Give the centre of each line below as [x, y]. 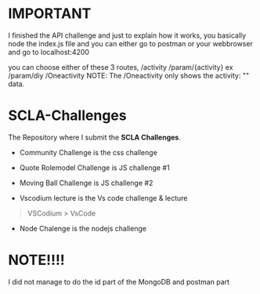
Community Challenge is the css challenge [88, 152]
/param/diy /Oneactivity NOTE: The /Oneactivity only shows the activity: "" [128, 75]
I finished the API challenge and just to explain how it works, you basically [127, 35]
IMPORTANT [50, 14]
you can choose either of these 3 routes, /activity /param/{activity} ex [121, 67]
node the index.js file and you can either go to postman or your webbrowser [130, 43]
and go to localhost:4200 [49, 52]
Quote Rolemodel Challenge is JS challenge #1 [94, 167]
